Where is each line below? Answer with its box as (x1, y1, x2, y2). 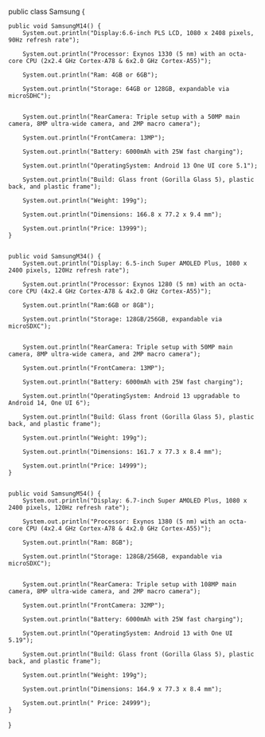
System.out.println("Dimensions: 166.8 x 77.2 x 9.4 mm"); (22, 211, 223, 219)
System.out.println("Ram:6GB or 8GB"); (22, 301, 155, 309)
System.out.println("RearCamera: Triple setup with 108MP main (22, 581, 237, 589)
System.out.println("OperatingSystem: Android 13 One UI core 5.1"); (22, 162, 259, 170)
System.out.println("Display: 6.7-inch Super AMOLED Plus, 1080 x (22, 497, 247, 505)
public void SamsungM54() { (8, 490, 102, 498)
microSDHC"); (8, 92, 52, 100)
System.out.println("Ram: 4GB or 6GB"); (22, 71, 158, 79)
